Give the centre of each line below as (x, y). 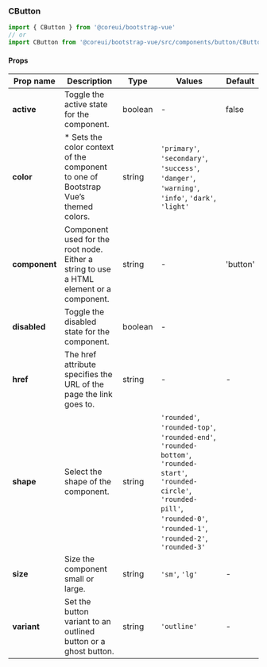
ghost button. (89, 651)
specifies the (89, 375)
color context (89, 147)
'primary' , (180, 148)
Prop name (34, 81)
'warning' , (180, 188)
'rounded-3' (183, 547)
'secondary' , (184, 158)
